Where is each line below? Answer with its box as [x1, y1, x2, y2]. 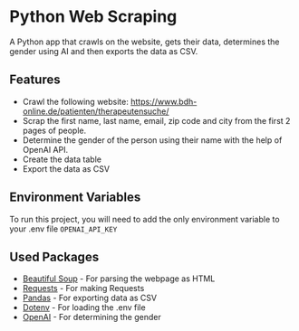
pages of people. [22, 125, 87, 136]
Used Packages [9, 249, 100, 264]
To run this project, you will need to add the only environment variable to [9, 213, 280, 224]
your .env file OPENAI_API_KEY [9, 223, 118, 234]
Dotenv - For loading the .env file [22, 302, 147, 313]
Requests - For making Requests [22, 283, 145, 294]
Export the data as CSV [22, 163, 111, 174]
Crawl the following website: [22, 96, 129, 107]
